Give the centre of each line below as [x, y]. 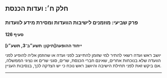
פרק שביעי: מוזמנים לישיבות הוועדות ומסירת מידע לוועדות [72, 23]
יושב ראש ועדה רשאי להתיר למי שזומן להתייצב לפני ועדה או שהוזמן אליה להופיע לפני [83, 55]
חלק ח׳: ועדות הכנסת [37, 9]
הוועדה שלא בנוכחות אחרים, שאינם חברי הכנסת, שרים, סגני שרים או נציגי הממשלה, [83, 60]
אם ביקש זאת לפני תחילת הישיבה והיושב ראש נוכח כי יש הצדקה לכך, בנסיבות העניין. [83, 65]
